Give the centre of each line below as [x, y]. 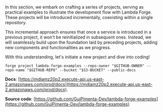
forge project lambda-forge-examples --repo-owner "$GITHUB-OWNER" [75, 66]
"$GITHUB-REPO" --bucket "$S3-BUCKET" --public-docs [81, 70]
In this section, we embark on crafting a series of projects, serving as [74, 7]
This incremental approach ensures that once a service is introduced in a [78, 32]
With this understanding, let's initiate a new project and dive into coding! [77, 57]
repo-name [15, 70]
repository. [16, 22]
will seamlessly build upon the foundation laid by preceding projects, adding [81, 42]
